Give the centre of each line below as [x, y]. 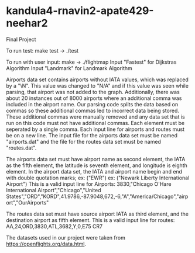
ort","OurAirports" [28, 202]
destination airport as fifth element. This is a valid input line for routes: [90, 220]
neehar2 [27, 23]
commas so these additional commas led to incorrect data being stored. [93, 110]
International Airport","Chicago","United [54, 190]
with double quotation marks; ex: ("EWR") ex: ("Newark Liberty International [98, 178]
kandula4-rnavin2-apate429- [80, 11]
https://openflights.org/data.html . [46, 244]
